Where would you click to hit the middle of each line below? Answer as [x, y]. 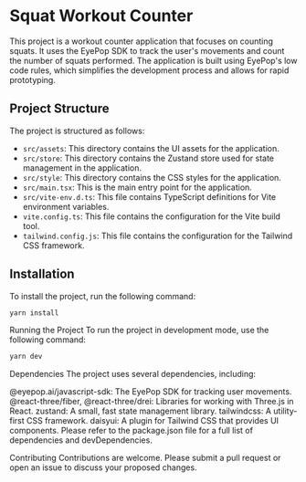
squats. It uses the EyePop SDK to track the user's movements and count [147, 50]
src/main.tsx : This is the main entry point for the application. [137, 187]
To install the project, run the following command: [103, 296]
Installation [42, 274]
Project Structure [59, 109]
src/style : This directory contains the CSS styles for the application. [152, 177]
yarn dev [26, 357]
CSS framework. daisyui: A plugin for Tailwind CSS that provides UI [153, 421]
